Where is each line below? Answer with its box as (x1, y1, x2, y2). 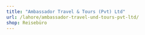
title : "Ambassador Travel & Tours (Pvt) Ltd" (6, 8, 126, 15)
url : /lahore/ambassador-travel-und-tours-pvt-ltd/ (6, 14, 139, 20)
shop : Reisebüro (6, 20, 47, 26)
